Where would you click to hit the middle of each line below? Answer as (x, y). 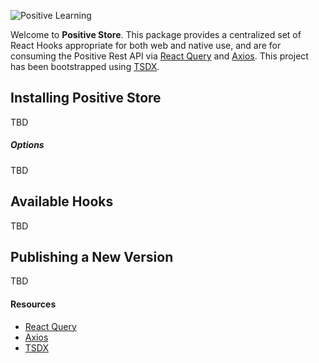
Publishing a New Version (92, 256)
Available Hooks (62, 201)
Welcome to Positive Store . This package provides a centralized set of (156, 34)
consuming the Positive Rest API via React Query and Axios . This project (159, 56)
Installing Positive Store (86, 98)
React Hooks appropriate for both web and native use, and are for (146, 45)
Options (27, 145)
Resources (33, 304)
